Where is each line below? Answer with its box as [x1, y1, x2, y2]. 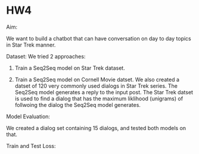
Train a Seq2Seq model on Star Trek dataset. [14, 64, 125, 72]
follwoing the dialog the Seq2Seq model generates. [14, 101, 141, 108]
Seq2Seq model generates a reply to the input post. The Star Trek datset [14, 88, 194, 96]
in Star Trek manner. [6, 41, 56, 48]
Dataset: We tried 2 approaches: [6, 53, 86, 60]
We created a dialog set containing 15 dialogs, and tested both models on [6, 124, 186, 131]
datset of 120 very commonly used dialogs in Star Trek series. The [14, 82, 178, 90]
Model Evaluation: [6, 113, 51, 120]
